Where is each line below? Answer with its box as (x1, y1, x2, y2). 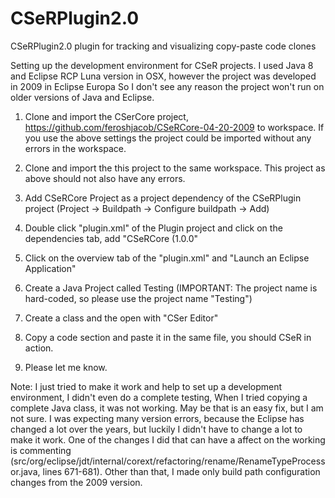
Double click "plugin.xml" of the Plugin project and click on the (24, 222, 283, 234)
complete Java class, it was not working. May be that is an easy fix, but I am (10, 402, 324, 414)
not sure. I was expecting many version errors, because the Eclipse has (10, 412, 305, 424)
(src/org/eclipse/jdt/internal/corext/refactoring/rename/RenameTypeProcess (10, 455, 326, 467)
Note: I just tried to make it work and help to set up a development (10, 380, 283, 392)
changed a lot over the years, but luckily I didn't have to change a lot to (10, 423, 303, 435)
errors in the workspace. (24, 142, 127, 154)
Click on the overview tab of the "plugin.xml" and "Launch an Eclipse (24, 252, 310, 264)
